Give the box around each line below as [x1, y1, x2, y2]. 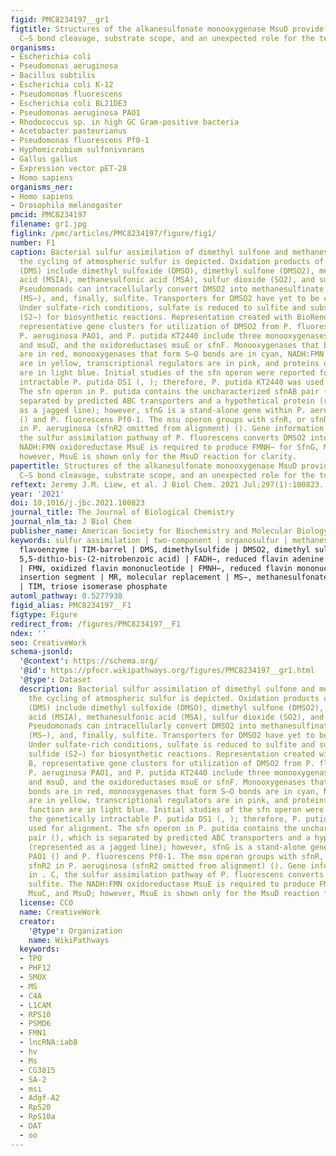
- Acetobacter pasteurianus [10, 126, 128, 136]
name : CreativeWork [19, 907, 101, 917]
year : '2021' [10, 489, 65, 499]
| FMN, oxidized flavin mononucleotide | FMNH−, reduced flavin [19, 563, 293, 573]
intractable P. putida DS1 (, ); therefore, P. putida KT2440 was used [19, 377, 325, 387]
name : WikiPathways [28, 935, 110, 945]
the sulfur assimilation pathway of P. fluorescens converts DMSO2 [19, 433, 307, 443]
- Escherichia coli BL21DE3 [10, 98, 128, 108]
